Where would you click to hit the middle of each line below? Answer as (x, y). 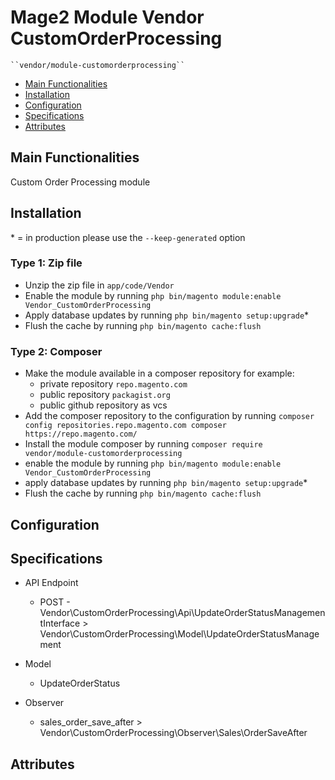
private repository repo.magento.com (113, 384)
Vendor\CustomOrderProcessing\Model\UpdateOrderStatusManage (179, 634)
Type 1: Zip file (46, 263)
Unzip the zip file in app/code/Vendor (99, 285)
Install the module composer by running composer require (143, 444)
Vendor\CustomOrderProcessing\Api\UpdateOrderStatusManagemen (182, 613)
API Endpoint (51, 583)
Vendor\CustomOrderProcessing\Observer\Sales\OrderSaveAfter (173, 733)
